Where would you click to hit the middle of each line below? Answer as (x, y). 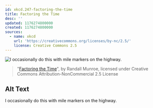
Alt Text (17, 89)
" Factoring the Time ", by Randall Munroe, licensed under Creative (83, 69)
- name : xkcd (23, 37)
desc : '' (14, 18)
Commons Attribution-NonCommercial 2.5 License (68, 74)
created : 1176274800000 (29, 28)
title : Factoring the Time (32, 14)
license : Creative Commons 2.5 (45, 46)
